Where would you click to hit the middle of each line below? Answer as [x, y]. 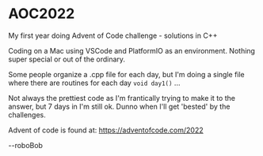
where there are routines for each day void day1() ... [94, 83]
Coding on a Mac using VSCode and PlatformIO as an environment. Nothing [132, 50]
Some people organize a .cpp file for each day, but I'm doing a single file [127, 74]
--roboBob [26, 145]
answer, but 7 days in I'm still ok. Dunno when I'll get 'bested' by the [119, 106]
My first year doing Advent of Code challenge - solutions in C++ [113, 35]
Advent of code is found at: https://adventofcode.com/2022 [106, 130]
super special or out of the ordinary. [67, 59]
